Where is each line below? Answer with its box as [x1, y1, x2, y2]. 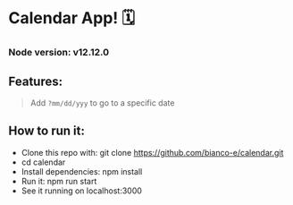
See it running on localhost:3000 [21, 185, 142, 196]
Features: [8, 73, 63, 89]
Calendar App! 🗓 [8, 8, 136, 29]
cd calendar [21, 157, 66, 167]
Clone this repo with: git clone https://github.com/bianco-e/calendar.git [21, 147, 284, 158]
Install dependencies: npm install [21, 166, 143, 176]
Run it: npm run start [21, 175, 97, 186]
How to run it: [8, 124, 86, 139]
